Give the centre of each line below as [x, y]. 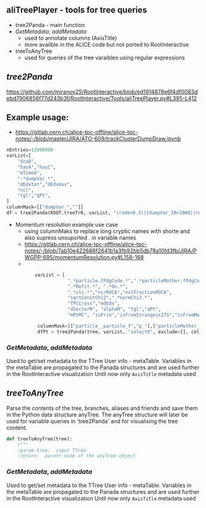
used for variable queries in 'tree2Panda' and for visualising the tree [92, 421]
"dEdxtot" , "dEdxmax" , [45, 184]
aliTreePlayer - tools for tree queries [77, 10]
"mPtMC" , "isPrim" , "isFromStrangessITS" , [121, 315]
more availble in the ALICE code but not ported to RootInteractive [106, 44]
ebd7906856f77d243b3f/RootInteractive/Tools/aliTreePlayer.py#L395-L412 [102, 98]
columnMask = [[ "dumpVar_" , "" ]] [45, 207]
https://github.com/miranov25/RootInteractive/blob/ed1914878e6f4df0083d [102, 92]
